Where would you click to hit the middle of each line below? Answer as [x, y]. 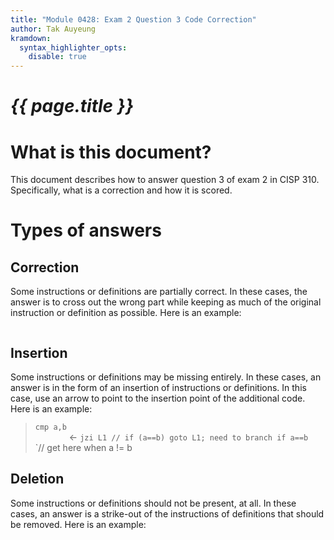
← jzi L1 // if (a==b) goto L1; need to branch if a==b [188, 437]
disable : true [57, 57]
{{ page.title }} [72, 106]
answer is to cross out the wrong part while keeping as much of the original [166, 302]
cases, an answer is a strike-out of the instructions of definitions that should [167, 513]
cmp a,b [50, 427]
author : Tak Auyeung [53, 29]
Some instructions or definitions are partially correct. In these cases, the [159, 292]
